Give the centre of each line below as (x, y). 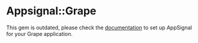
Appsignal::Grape (51, 11)
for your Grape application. (40, 33)
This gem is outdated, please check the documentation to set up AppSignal (99, 27)
